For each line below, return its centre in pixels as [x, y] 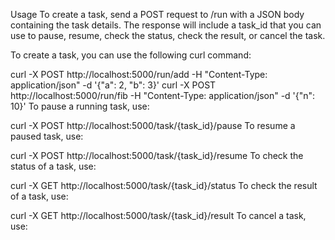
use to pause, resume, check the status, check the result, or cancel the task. [168, 35]
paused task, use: [47, 136]
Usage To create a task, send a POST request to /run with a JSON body [157, 14]
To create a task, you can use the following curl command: [131, 55]
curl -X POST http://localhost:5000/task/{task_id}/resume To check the [157, 155]
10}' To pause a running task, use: [80, 106]
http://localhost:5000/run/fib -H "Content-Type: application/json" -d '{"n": [163, 95]
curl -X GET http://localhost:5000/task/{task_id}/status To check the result [164, 185]
